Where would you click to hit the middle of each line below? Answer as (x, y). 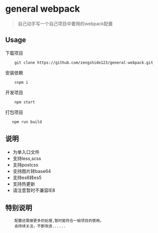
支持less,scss (27, 158)
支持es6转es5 (27, 177)
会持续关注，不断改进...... (40, 226)
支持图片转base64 (32, 171)
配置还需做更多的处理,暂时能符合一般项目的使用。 (59, 221)
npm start (25, 102)
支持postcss (25, 165)
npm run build (27, 122)
